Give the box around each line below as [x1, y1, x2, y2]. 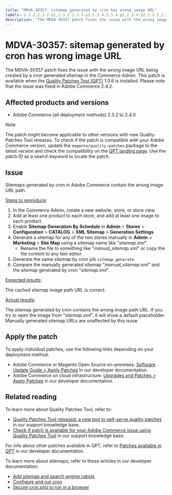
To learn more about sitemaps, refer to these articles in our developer [5, 458, 152, 464]
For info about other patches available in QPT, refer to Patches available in [5, 442, 162, 448]
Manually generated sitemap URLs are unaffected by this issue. [5, 317, 139, 323]
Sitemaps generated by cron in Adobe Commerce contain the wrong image [5, 181, 164, 188]
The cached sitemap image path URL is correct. [5, 286, 106, 293]
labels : [5, 12, 22, 17]
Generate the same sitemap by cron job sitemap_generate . [12, 256, 136, 262]
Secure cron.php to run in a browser [12, 484, 90, 490]
